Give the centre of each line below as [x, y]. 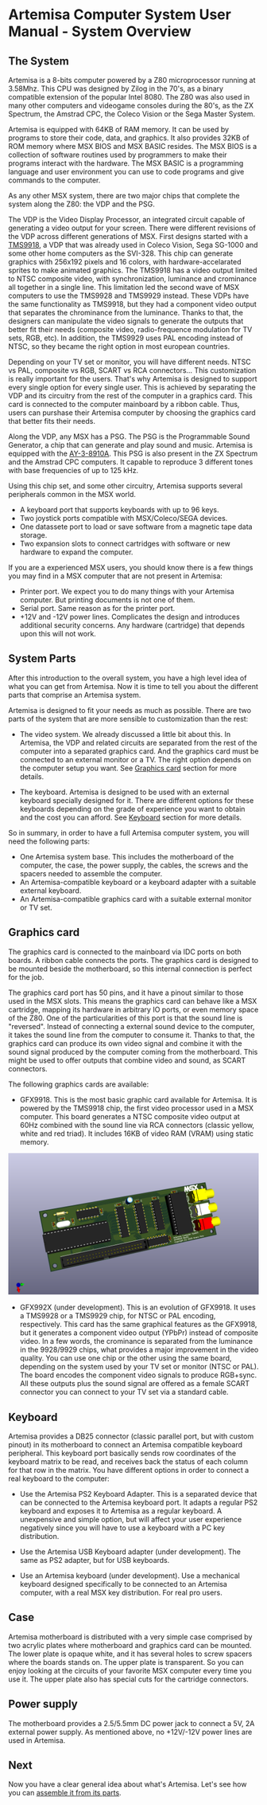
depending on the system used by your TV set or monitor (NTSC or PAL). [139, 1367]
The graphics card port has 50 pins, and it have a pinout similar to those [126, 993]
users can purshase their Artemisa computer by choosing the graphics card [132, 413]
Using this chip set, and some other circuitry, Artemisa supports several [126, 486]
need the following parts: [49, 841]
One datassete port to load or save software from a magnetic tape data [136, 527]
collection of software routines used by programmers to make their [118, 155]
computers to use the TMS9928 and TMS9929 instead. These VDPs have [129, 296]
